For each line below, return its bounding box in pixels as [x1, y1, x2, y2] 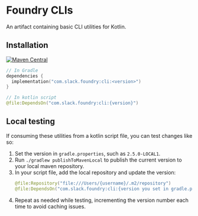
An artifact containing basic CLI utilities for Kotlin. [6, 23, 126, 30]
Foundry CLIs [6, 4, 73, 17]
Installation [6, 40, 48, 50]
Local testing [6, 117, 55, 127]
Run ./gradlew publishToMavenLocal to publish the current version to [14, 156, 182, 163]
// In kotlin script [6, 95, 57, 101]
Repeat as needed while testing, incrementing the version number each [14, 196, 189, 204]
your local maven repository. [14, 162, 85, 169]
